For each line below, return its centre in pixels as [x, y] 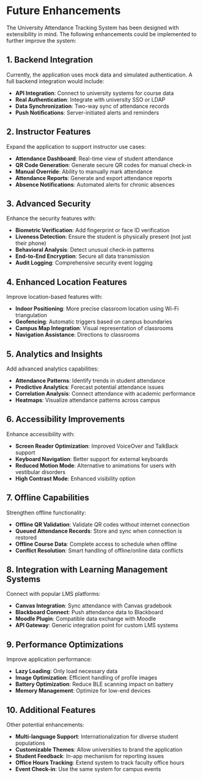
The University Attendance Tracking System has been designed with [93, 28]
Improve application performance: [49, 660]
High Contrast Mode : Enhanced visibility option [75, 478]
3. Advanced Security [49, 204]
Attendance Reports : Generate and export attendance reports [94, 178]
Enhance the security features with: [51, 219]
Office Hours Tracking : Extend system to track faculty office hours [100, 762]
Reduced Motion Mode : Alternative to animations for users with [95, 465]
